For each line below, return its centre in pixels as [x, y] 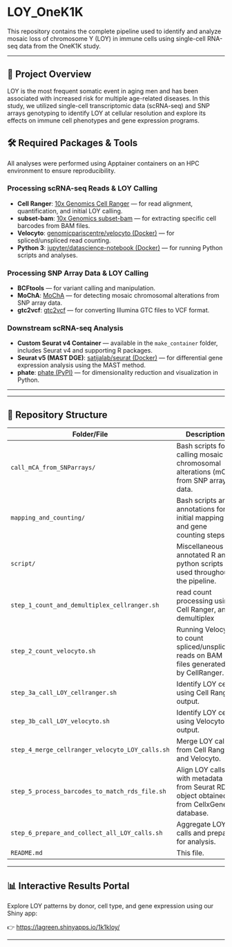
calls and [191, 833]
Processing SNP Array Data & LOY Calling [78, 273]
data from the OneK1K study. [60, 46]
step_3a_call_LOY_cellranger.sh [64, 693]
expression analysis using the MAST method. [81, 365]
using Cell [193, 693]
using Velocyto [201, 721]
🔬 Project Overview [49, 74]
